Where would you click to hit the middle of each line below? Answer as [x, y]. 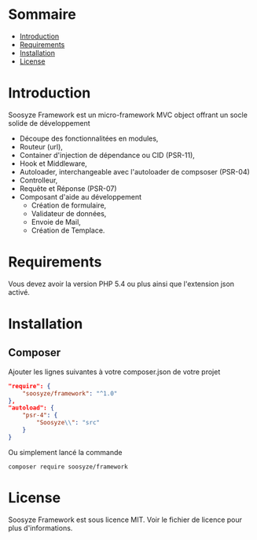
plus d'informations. [40, 527]
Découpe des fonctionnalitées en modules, [89, 138]
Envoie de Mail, [56, 222]
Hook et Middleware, [53, 163]
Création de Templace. [68, 230]
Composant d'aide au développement [81, 197]
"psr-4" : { [40, 415]
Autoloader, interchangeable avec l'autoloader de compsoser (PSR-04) [134, 171]
